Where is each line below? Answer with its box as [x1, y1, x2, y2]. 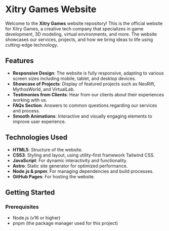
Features [5, 57, 34, 65]
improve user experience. [12, 118, 66, 125]
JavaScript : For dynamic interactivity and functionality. [12, 157, 128, 163]
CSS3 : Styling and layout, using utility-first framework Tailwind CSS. [12, 152, 155, 158]
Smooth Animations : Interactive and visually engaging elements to [12, 113, 153, 119]
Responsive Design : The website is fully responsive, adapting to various [12, 70, 164, 76]
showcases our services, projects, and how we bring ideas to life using [5, 36, 153, 43]
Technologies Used [5, 133, 67, 142]
